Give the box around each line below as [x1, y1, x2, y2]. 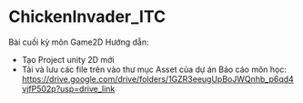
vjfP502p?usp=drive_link [21, 83, 116, 94]
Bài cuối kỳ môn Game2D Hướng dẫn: [8, 36, 149, 47]
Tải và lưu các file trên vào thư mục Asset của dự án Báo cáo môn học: [21, 64, 288, 75]
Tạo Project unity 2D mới [21, 54, 115, 65]
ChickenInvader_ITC [8, 6, 166, 27]
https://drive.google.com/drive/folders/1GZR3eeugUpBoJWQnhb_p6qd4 [21, 73, 295, 84]
